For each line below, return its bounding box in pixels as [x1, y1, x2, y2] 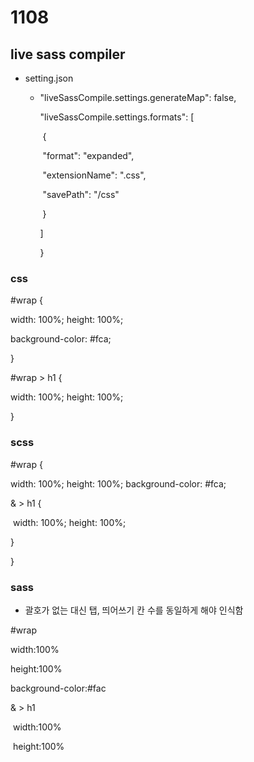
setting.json [24, 72, 74, 84]
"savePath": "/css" [42, 189, 120, 200]
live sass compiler [10, 46, 126, 63]
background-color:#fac [10, 682, 107, 694]
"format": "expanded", [42, 150, 135, 161]
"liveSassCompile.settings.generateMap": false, [39, 92, 237, 103]
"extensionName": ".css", [42, 169, 147, 181]
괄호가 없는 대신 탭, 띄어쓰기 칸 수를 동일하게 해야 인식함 [24, 604, 244, 616]
